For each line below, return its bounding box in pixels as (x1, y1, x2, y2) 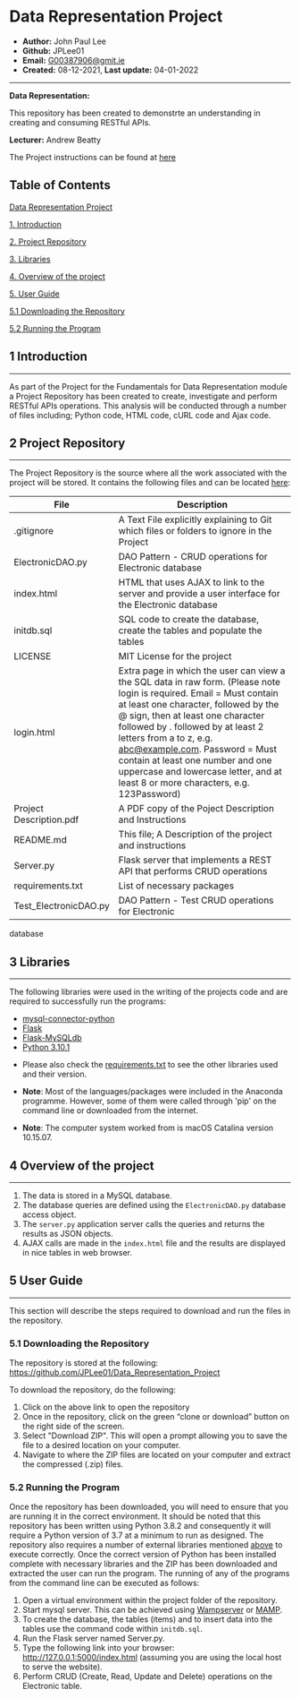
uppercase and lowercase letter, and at (118, 766, 283, 778)
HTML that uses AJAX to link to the (118, 576, 265, 588)
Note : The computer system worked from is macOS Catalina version (21, 1122, 274, 1134)
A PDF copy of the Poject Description (118, 802, 275, 815)
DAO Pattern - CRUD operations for (118, 551, 268, 563)
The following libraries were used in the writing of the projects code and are (9, 987, 288, 998)
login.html (13, 726, 55, 739)
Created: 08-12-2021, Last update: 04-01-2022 (21, 64, 199, 75)
